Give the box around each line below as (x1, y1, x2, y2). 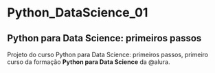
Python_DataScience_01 (7, 5, 148, 21)
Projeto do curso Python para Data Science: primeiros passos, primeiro (7, 50, 209, 59)
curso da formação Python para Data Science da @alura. (7, 58, 170, 66)
